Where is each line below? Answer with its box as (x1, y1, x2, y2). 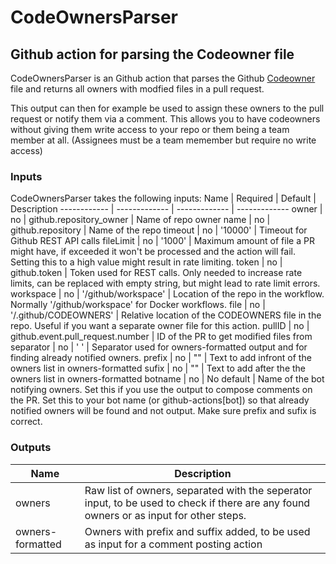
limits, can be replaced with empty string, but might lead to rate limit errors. (10, 277, 321, 290)
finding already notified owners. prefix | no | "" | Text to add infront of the (10, 352, 312, 364)
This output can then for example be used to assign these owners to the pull (10, 102, 325, 114)
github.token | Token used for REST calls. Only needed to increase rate (10, 267, 303, 279)
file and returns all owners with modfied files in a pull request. (10, 83, 265, 95)
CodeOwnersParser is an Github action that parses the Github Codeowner (10, 72, 316, 84)
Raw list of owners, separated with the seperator (84, 483, 313, 497)
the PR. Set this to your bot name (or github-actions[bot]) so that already (10, 394, 310, 406)
